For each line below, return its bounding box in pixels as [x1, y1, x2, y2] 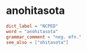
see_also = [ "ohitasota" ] [6, 39, 68, 45]
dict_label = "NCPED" [6, 23, 59, 29]
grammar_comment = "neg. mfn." [6, 34, 82, 40]
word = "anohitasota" [6, 28, 59, 34]
